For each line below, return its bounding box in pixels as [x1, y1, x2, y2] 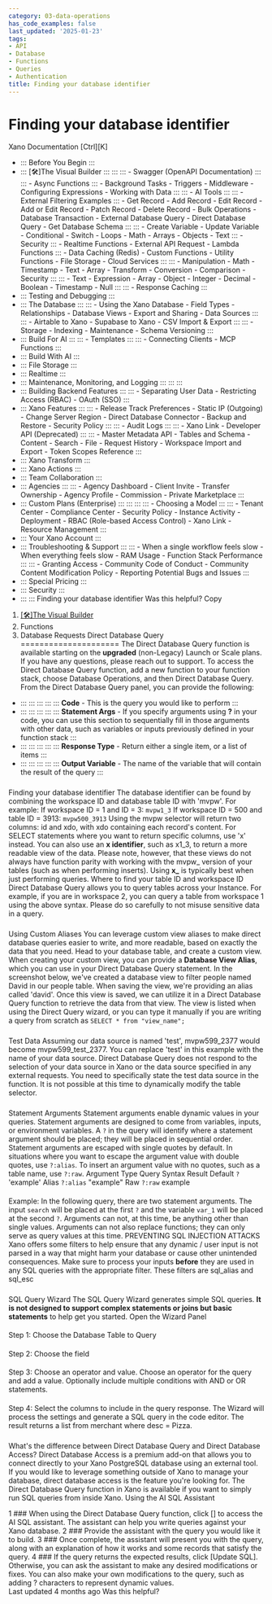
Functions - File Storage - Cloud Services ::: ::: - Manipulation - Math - [19, 256, 256, 266]
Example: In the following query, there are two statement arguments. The [8, 1196, 253, 1206]
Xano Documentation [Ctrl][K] [8, 142, 108, 151]
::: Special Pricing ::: [19, 576, 88, 586]
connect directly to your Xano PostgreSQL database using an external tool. [8, 1458, 258, 1468]
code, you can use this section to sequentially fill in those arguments [19, 716, 250, 725]
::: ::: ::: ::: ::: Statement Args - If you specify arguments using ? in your [19, 707, 257, 717]
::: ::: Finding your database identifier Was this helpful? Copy [19, 594, 222, 603]
